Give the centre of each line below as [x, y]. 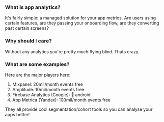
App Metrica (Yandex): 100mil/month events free [61, 100]
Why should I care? [28, 41]
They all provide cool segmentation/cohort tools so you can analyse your [79, 109]
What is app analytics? [33, 7]
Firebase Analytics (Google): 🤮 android [51, 95]
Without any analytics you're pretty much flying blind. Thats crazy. [72, 51]
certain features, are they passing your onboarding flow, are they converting [82, 23]
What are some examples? [37, 64]
